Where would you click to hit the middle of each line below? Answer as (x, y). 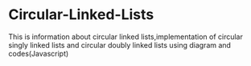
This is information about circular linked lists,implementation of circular (125, 37)
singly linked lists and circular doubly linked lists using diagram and (120, 45)
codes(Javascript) (39, 53)
